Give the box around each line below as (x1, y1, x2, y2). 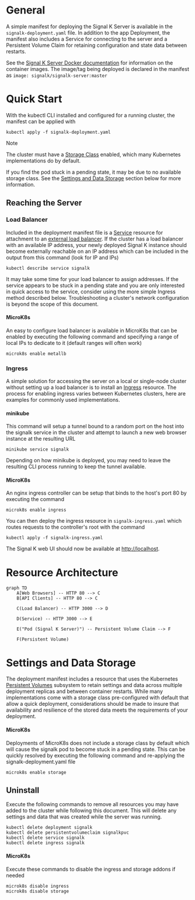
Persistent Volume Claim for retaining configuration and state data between (6, 42, 187, 49)
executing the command (6, 496, 64, 503)
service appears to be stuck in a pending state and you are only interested (6, 282, 185, 289)
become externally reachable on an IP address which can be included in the (6, 248, 189, 255)
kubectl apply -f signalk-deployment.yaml (6, 129, 111, 135)
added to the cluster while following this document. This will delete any (6, 807, 177, 814)
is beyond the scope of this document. (6, 300, 99, 307)
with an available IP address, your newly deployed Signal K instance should (6, 241, 187, 248)
